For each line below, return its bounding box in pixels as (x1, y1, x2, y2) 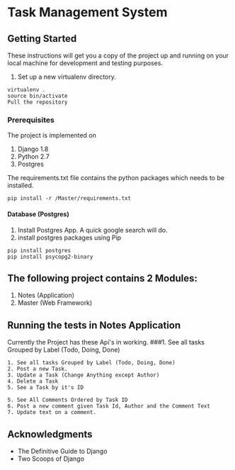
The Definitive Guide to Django (17, 447, 108, 455)
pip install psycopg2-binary (7, 253, 93, 260)
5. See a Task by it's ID (7, 384, 84, 391)
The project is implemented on (7, 131, 97, 140)
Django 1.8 (17, 145, 49, 153)
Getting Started (7, 33, 77, 45)
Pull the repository (7, 99, 69, 106)
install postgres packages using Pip (17, 233, 122, 242)
